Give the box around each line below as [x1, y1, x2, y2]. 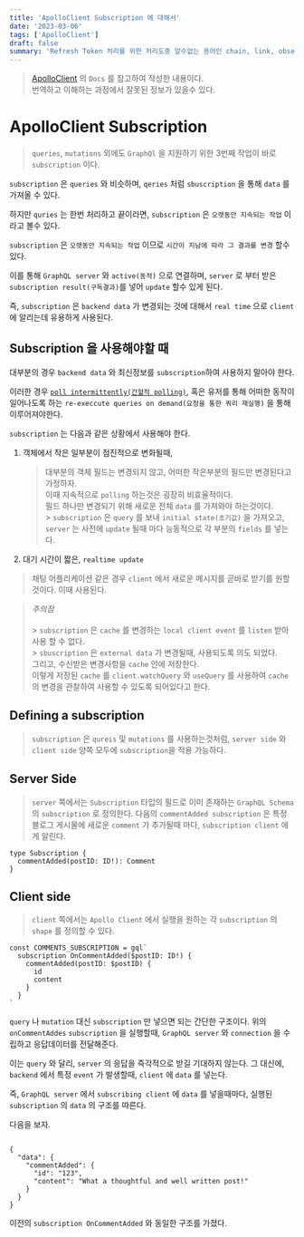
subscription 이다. [31, 159, 100, 170]
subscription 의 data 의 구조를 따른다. [9, 1100, 147, 1111]
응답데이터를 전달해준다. [33, 1039, 119, 1049]
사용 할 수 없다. [31, 635, 85, 646]
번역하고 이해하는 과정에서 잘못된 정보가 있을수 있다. [31, 84, 215, 95]
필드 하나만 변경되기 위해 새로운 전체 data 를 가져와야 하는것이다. [44, 500, 274, 511]
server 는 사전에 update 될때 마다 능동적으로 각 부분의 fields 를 [44, 523, 272, 534]
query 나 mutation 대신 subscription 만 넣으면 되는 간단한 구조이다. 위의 [9, 1016, 267, 1027]
